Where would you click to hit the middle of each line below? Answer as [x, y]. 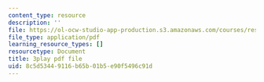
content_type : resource [47, 15]
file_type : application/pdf [54, 37]
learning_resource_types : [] [56, 45]
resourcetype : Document [47, 52]
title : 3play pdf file [45, 59]
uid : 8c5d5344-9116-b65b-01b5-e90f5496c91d [81, 66]
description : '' [35, 23]
